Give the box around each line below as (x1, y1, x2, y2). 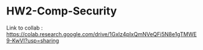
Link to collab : (6, 24, 43, 31)
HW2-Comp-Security (6, 4, 117, 18)
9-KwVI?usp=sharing (6, 37, 60, 44)
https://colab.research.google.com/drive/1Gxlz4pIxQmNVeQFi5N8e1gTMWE (6, 30, 197, 37)
